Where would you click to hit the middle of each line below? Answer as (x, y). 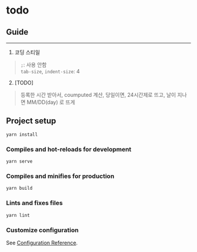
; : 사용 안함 (33, 65)
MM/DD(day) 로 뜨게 (51, 102)
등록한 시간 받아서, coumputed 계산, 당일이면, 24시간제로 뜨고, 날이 (98, 95)
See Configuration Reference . (42, 243)
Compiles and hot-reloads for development (69, 149)
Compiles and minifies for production (60, 176)
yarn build (19, 189)
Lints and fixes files (35, 203)
